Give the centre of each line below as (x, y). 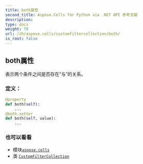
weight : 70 (17, 29)
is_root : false (22, 39)
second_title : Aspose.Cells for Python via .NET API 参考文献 (71, 15)
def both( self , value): (31, 118)
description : (19, 19)
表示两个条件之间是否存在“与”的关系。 (46, 74)
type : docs (17, 24)
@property (16, 99)
